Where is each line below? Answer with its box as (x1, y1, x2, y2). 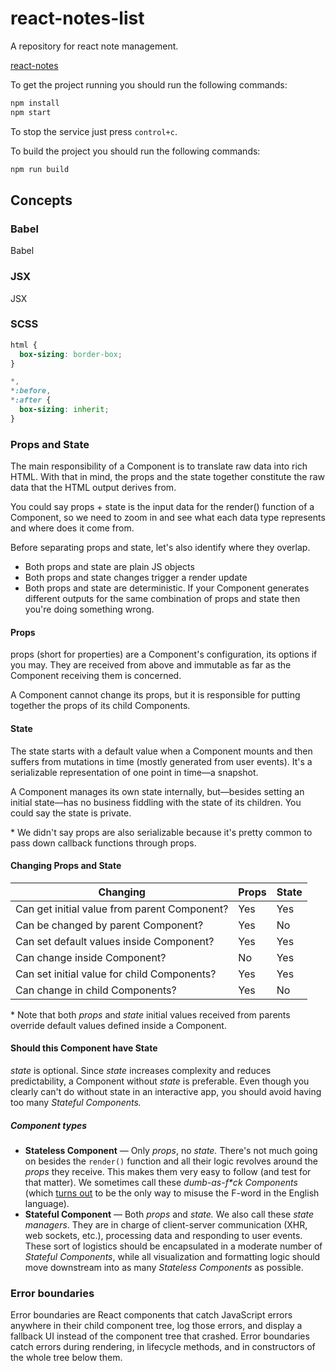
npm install (10, 98, 60, 108)
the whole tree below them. (10, 1352, 123, 1364)
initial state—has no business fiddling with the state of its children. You (10, 796, 302, 808)
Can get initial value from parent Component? (15, 902, 229, 916)
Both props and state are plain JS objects (24, 561, 195, 573)
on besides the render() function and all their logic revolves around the (24, 1155, 318, 1167)
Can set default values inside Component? (15, 934, 215, 948)
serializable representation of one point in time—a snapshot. (10, 766, 259, 778)
